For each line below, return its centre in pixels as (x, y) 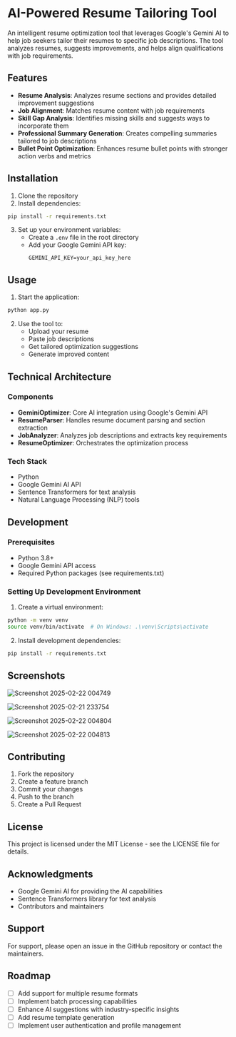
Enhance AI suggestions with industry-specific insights (98, 1009)
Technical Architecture (60, 376)
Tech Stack (27, 461)
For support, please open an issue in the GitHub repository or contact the (115, 946)
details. (18, 851)
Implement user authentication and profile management (99, 1025)
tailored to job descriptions (57, 141)
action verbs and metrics (54, 156)
